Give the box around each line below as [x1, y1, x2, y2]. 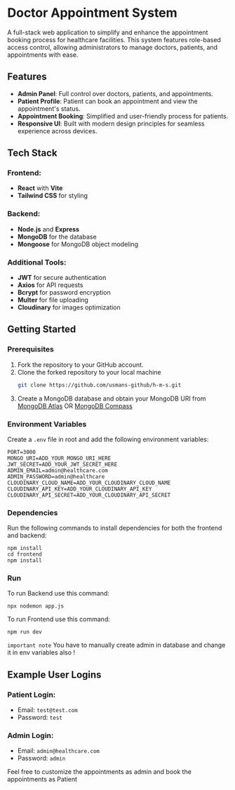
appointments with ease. [7, 51, 79, 59]
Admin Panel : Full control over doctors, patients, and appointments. [17, 89, 214, 98]
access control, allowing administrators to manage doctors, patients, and [7, 43, 218, 51]
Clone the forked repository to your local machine [17, 368, 161, 376]
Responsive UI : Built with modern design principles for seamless [17, 119, 205, 128]
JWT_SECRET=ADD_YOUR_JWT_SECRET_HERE [7, 461, 118, 468]
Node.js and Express [17, 225, 79, 233]
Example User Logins [7, 669, 102, 681]
